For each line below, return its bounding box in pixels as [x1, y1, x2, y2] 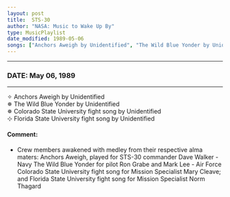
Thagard [16, 182, 42, 190]
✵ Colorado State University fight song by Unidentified [7, 107, 162, 116]
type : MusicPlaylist [7, 29, 66, 36]
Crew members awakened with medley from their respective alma [16, 145, 203, 154]
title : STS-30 [7, 16, 51, 23]
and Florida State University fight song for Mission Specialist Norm [16, 174, 205, 183]
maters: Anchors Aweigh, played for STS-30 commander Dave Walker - [16, 153, 219, 161]
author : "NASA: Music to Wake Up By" [7, 23, 115, 29]
